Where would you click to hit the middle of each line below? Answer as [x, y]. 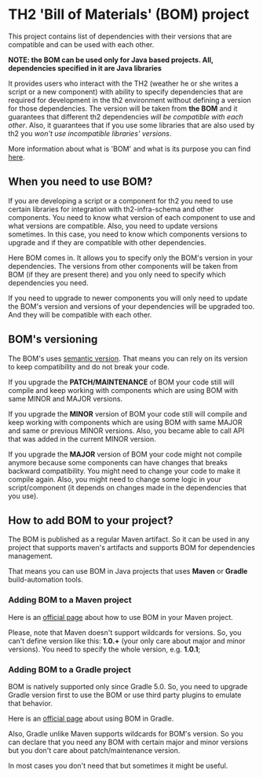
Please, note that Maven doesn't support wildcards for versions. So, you [125, 632]
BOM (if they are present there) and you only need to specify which [117, 274]
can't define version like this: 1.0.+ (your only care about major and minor [127, 640]
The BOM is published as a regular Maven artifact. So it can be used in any [129, 539]
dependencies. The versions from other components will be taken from [123, 266]
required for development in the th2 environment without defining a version [130, 100]
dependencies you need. [48, 283]
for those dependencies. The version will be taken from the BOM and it [123, 108]
